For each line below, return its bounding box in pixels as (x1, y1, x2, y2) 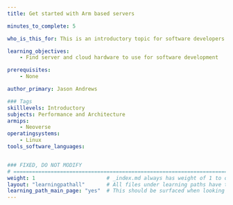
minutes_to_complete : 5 (7, 22, 76, 30)
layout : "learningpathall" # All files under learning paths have (7, 181, 222, 188)
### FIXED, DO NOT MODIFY (7, 161, 82, 168)
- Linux (19, 136, 42, 144)
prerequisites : (7, 66, 51, 73)
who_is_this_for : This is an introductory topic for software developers (7, 35, 225, 42)
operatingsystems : (7, 130, 60, 137)
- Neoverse (19, 124, 51, 131)
